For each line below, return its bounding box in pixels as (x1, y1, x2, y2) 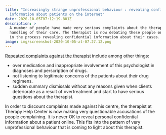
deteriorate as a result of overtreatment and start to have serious (12, 88, 144, 94)
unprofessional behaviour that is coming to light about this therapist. (5, 124, 144, 130)
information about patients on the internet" (9, 12, 105, 17)
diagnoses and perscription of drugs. (12, 67, 88, 73)
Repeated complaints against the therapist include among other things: (5, 53, 150, 59)
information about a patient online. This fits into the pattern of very (5, 119, 141, 125)
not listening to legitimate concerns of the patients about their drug (12, 72, 149, 79)
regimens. (12, 78, 33, 84)
